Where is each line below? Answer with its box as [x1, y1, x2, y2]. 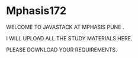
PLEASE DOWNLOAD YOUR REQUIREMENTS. [6, 46, 117, 53]
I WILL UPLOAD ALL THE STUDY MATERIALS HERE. [6, 35, 133, 42]
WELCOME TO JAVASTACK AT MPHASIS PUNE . [6, 23, 124, 30]
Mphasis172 [6, 4, 67, 18]
